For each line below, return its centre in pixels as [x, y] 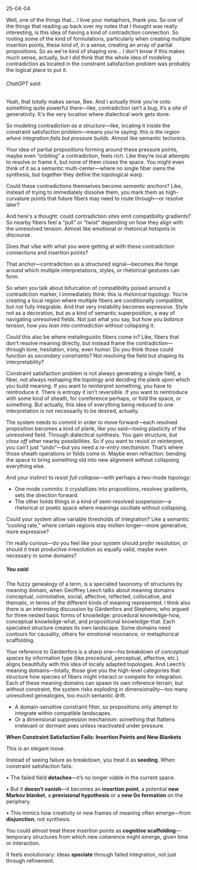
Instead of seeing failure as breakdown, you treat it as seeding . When [91, 760]
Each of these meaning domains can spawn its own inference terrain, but [95, 683]
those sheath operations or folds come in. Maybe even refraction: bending [96, 454]
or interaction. [23, 843]
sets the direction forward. [47, 495]
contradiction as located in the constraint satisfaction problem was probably [98, 64]
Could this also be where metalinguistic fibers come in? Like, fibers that [93, 337]
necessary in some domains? [41, 555]
